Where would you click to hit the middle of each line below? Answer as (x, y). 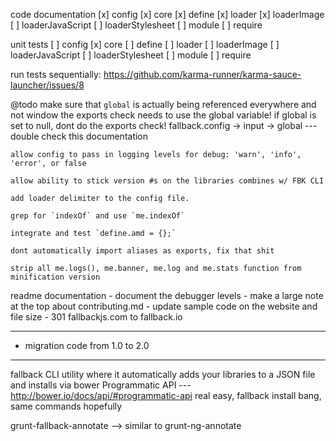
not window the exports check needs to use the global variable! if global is (163, 115)
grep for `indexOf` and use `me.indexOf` (98, 216)
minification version (55, 277)
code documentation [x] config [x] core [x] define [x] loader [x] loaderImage (167, 14)
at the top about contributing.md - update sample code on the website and (164, 306)
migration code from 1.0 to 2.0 (87, 345)
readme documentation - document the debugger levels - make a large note (167, 295)
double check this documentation (79, 136)
